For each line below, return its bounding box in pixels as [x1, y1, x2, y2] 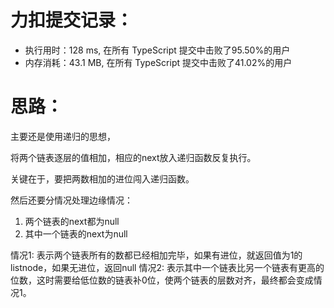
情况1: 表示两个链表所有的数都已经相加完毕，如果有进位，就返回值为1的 [10, 249, 303, 261]
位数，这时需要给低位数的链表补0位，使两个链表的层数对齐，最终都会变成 [10, 274, 314, 286]
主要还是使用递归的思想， [10, 130, 116, 142]
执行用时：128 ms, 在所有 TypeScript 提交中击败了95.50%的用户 [24, 44, 291, 56]
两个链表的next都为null [24, 215, 120, 227]
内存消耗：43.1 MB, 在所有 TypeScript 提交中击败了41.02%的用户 [24, 56, 293, 68]
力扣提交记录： [10, 9, 134, 32]
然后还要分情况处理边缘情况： [10, 194, 133, 206]
